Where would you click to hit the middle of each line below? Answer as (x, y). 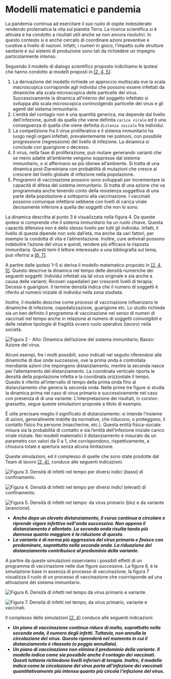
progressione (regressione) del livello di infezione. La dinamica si (81, 142)
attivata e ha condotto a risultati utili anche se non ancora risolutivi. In (78, 34)
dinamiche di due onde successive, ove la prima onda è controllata (76, 360)
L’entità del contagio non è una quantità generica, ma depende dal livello (89, 114)
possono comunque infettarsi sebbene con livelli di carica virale (80, 202)
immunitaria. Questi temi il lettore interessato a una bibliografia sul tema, (81, 249)
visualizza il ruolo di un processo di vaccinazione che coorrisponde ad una (84, 577)
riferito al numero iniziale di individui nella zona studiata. (64, 292)
